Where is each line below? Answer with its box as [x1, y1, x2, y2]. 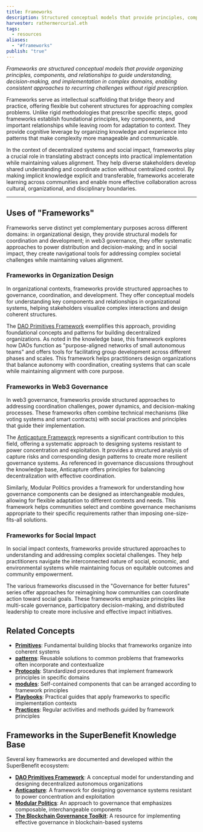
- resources [11, 31, 42, 38]
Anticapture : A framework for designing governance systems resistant [14, 787, 192, 794]
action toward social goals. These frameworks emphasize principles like [6, 595, 185, 603]
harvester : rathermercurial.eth [6, 20, 88, 26]
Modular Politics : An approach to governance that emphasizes [14, 799, 172, 807]
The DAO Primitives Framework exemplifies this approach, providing [6, 322, 176, 330]
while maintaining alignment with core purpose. [6, 367, 124, 375]
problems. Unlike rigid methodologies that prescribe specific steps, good [6, 108, 188, 116]
